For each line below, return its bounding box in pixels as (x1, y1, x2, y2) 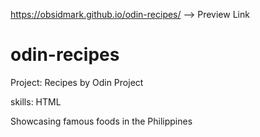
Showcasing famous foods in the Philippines (10, 115, 193, 127)
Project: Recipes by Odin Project (10, 76, 144, 88)
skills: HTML (10, 95, 62, 108)
